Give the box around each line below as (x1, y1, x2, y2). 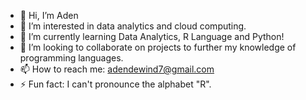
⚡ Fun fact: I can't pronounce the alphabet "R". (19, 78, 212, 90)
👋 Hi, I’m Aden (19, 10, 79, 21)
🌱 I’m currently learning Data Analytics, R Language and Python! (19, 31, 285, 42)
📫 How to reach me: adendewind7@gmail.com (19, 63, 215, 75)
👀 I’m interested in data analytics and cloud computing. (19, 20, 247, 32)
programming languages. (19, 52, 124, 64)
